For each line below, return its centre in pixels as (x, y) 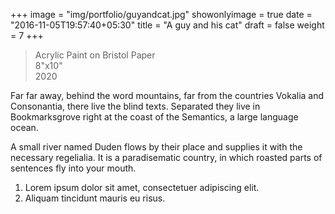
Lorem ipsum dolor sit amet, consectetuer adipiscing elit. (142, 187)
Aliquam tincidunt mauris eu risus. (95, 198)
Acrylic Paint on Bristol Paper (95, 55)
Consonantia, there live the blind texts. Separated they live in (135, 106)
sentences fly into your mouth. (73, 168)
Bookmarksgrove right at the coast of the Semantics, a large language (154, 117)
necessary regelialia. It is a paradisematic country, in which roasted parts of (166, 157)
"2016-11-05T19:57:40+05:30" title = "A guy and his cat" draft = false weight (167, 25)
